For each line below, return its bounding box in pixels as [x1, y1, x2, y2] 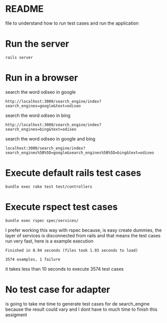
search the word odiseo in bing [5, 112, 70, 118]
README [5, 3, 44, 15]
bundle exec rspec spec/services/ [5, 218, 79, 223]
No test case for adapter [5, 284, 110, 295]
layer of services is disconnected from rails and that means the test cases [5, 232, 161, 238]
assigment [5, 311, 27, 318]
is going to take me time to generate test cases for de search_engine [5, 300, 150, 307]
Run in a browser [5, 72, 78, 84]
